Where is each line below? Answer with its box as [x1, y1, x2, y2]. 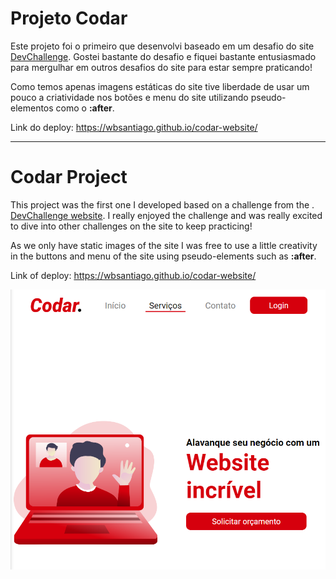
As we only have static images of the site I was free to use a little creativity [10, 239, 318, 251]
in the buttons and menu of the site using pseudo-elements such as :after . [10, 250, 317, 262]
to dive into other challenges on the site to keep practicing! [10, 220, 253, 232]
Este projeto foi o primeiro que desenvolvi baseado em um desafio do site [10, 40, 315, 52]
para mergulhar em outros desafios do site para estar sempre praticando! [10, 61, 313, 73]
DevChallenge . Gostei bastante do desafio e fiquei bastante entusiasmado [10, 50, 317, 62]
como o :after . [55, 102, 115, 114]
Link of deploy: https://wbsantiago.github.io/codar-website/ [10, 269, 257, 281]
